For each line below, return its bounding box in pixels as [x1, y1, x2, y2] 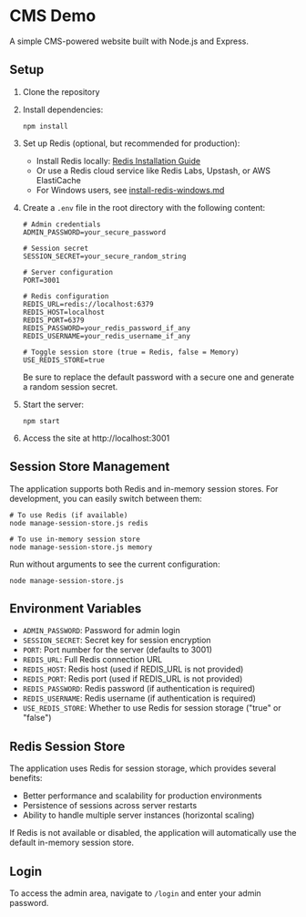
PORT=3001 [22, 276, 61, 285]
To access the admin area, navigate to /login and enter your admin [9, 888, 261, 899]
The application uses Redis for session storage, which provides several [9, 763, 276, 774]
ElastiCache [36, 174, 82, 185]
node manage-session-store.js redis [9, 518, 148, 527]
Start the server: [22, 399, 85, 410]
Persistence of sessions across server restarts [22, 800, 198, 811]
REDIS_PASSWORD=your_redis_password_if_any [22, 323, 191, 333]
